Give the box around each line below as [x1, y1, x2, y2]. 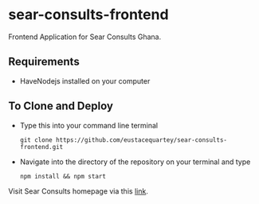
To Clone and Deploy [8, 100, 114, 113]
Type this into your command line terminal [19, 120, 158, 130]
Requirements [8, 55, 80, 69]
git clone [19, 135, 53, 144]
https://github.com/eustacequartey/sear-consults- [55, 135, 228, 144]
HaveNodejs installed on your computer [19, 76, 151, 85]
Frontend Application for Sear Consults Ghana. [8, 32, 162, 41]
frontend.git [19, 143, 64, 151]
